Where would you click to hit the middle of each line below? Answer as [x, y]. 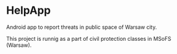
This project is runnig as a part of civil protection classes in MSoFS [89, 38]
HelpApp [28, 10]
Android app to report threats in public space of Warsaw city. [82, 27]
